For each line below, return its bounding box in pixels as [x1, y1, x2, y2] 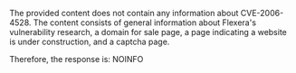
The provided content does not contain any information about [9, 8, 239, 18]
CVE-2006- [240, 8, 284, 18]
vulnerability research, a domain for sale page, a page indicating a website [9, 27, 287, 37]
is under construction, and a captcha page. [9, 36, 170, 47]
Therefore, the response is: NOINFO [9, 54, 144, 64]
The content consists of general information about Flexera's [33, 17, 256, 28]
